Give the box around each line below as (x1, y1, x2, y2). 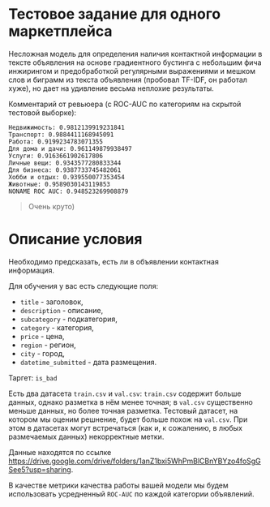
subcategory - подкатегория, (19, 314, 118, 324)
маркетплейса (8, 22, 113, 41)
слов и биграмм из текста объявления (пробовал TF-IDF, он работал (8, 75, 247, 84)
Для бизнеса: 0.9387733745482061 (8, 165, 122, 174)
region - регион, (19, 340, 77, 350)
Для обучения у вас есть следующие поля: (8, 281, 159, 290)
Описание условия (8, 230, 143, 248)
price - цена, (19, 331, 65, 341)
